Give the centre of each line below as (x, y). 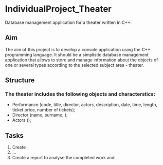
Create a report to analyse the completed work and (63, 158)
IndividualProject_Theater (58, 9)
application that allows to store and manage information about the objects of (81, 60)
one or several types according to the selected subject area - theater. (75, 65)
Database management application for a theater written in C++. (69, 22)
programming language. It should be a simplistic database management (77, 55)
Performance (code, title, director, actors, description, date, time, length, (85, 105)
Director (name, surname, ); (40, 115)
